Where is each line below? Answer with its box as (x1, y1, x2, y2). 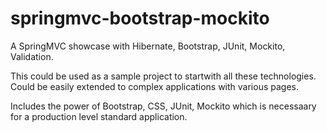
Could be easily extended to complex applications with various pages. (10, 80, 299, 92)
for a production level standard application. (10, 110, 188, 122)
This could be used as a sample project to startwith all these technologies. (10, 70, 317, 82)
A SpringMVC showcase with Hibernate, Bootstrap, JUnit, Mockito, (10, 40, 286, 52)
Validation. (10, 50, 54, 62)
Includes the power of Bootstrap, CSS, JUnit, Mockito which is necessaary (10, 100, 317, 112)
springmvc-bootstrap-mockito (10, 7, 270, 30)
